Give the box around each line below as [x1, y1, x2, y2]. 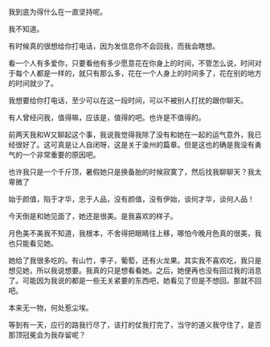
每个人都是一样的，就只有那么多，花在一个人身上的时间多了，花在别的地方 [14, 68, 262, 78]
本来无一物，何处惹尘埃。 [8, 303, 93, 312]
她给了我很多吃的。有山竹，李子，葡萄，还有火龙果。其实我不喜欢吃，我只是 [8, 256, 262, 265]
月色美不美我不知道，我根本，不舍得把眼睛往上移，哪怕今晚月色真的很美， [8, 229, 255, 238]
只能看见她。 [14, 238, 58, 248]
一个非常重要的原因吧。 [22, 150, 100, 159]
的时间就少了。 [8, 79, 58, 88]
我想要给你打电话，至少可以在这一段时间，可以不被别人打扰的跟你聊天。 [8, 96, 247, 105]
